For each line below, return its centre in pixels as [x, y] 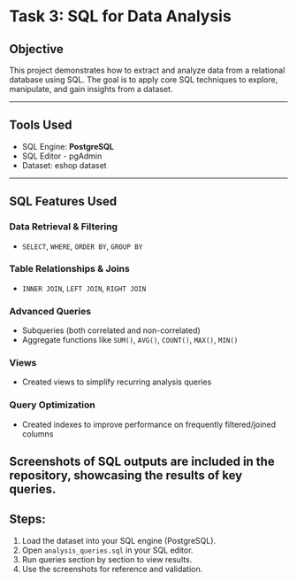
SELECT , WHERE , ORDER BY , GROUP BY [82, 246]
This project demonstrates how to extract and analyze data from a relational [147, 70]
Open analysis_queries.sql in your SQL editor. [107, 550]
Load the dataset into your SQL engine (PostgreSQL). [119, 540]
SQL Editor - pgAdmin [62, 156]
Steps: [27, 519]
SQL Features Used [63, 201]
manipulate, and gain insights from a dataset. [91, 89]
